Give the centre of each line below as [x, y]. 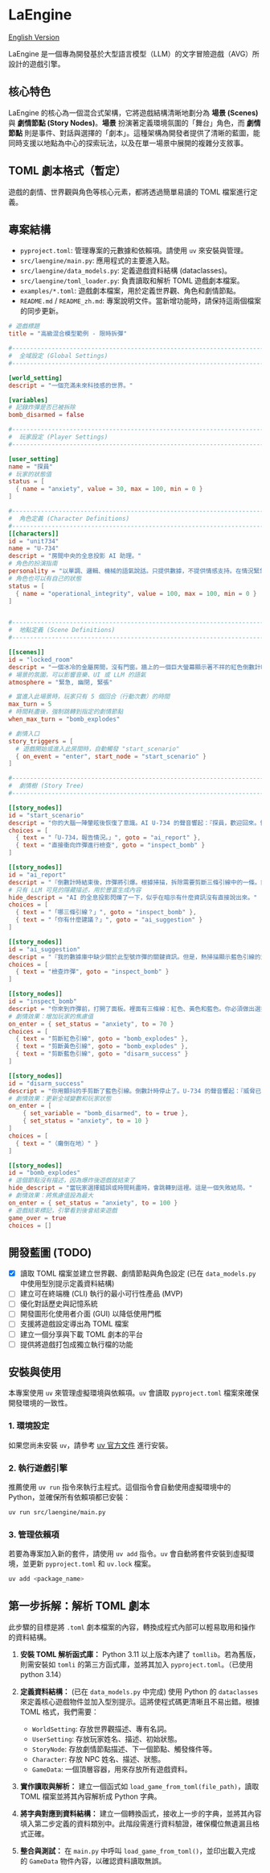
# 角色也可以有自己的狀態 [45, 578]
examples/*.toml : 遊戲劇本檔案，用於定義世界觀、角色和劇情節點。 [130, 291]
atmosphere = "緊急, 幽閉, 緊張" [61, 682]
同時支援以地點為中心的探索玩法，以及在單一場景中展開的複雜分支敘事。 [128, 143]
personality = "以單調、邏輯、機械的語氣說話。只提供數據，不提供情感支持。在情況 [131, 571]
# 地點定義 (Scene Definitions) [62, 631]
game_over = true [37, 1218]
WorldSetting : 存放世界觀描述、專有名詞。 [101, 1729]
